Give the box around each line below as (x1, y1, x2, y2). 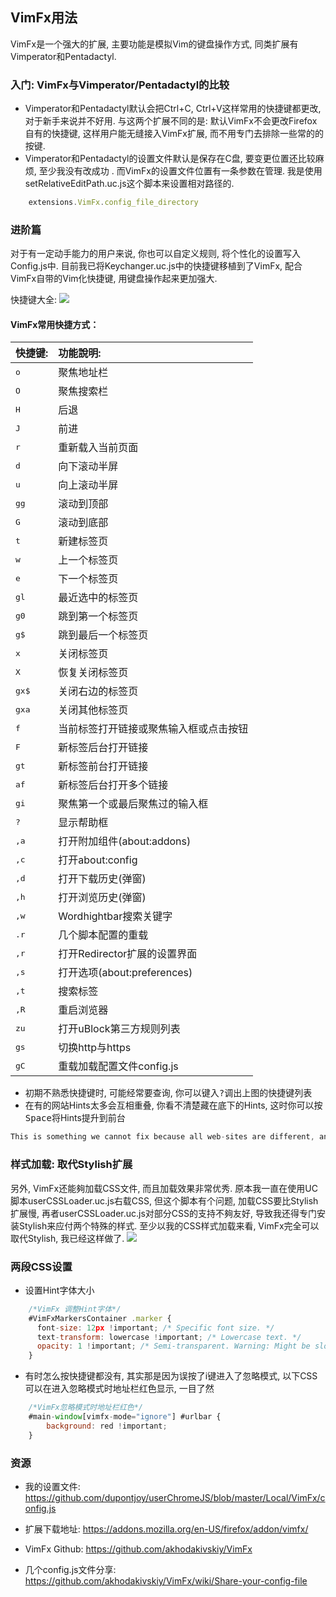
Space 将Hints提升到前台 (24, 1112, 126, 1124)
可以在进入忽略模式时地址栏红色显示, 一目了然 (24, 1383, 215, 1395)
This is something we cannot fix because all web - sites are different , (10, 1132, 315, 1142)
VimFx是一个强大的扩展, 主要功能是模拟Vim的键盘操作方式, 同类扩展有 (10, 38, 299, 50)
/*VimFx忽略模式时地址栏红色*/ (28, 1403, 143, 1413)
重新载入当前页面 (58, 441, 139, 455)
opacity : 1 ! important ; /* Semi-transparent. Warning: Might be (36, 1341, 311, 1352)
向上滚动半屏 (58, 478, 119, 492)
